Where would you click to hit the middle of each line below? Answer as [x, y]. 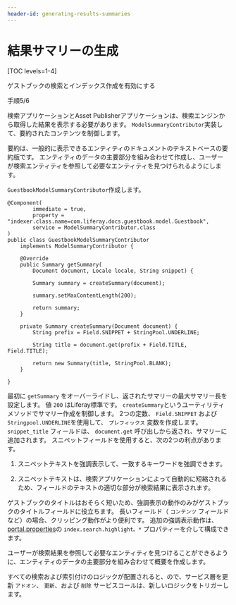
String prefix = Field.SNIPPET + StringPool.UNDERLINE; [116, 332]
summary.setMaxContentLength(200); [85, 295]
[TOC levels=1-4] [32, 71]
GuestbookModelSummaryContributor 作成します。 [76, 189]
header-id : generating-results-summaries [69, 14]
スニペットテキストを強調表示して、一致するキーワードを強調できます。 [122, 463]
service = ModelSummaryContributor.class [94, 227]
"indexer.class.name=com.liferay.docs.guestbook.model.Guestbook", [108, 221]
